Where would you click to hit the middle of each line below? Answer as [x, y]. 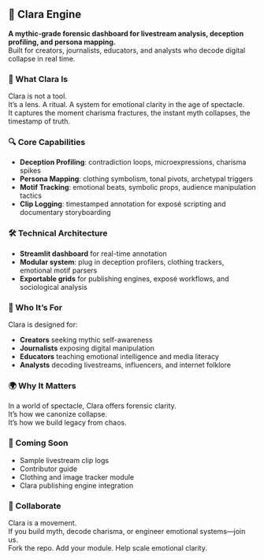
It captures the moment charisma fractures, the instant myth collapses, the [129, 113]
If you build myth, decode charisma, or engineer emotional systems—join [127, 531]
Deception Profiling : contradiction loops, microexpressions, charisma [133, 162]
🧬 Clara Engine [45, 15]
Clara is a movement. [43, 523]
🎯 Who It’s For [35, 307]
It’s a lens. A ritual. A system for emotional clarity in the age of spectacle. [126, 105]
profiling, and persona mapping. [62, 42]
